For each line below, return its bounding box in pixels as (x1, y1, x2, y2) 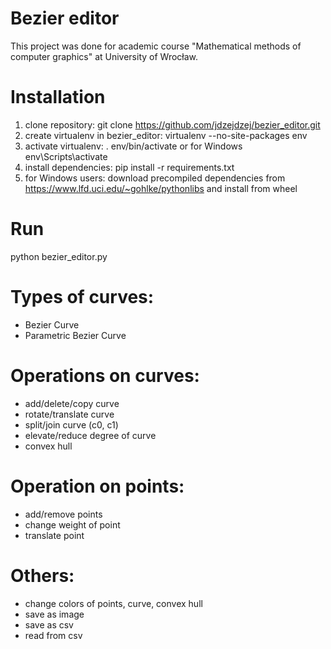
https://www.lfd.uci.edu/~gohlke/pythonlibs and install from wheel (24, 182, 298, 194)
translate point (24, 529, 85, 541)
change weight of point (24, 518, 121, 531)
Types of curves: (10, 286, 155, 308)
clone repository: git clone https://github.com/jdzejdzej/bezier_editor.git (24, 118, 321, 131)
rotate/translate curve (24, 408, 115, 420)
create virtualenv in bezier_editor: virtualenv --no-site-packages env (24, 129, 308, 141)
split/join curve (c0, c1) (24, 418, 119, 431)
